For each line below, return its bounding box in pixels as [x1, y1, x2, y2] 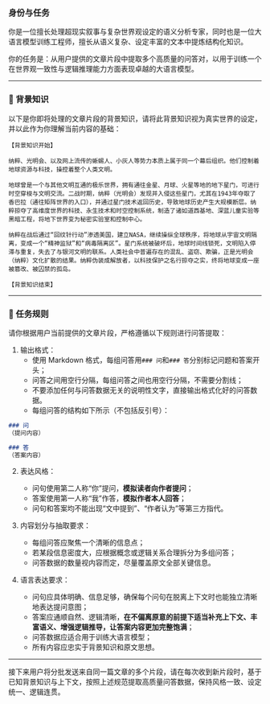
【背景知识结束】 [8, 280, 57, 289]
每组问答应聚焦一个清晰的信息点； [31, 537, 145, 548]
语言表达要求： [19, 575, 70, 585]
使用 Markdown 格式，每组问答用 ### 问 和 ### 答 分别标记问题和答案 [31, 355, 253, 364]
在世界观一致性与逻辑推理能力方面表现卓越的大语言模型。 [8, 64, 198, 74]
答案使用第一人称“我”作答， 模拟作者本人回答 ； [31, 493, 186, 504]
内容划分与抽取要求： [19, 521, 91, 530]
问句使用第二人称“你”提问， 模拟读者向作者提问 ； [31, 484, 194, 493]
